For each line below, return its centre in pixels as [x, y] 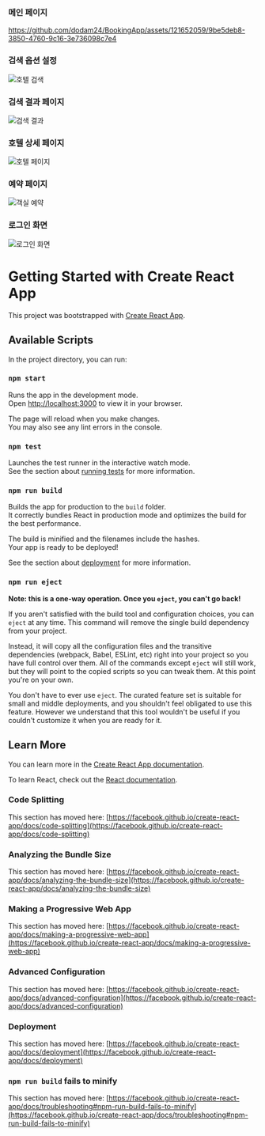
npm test [25, 446]
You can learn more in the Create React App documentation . [106, 764]
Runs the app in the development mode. [73, 395]
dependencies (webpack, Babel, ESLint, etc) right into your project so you [129, 654]
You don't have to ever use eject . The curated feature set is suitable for [125, 695]
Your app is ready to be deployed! [63, 547]
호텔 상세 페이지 [36, 142]
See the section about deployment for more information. [100, 562]
